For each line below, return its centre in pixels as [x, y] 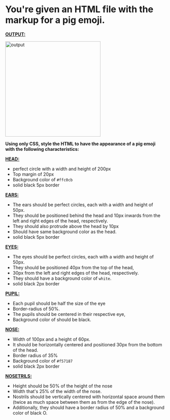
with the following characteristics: [42, 149]
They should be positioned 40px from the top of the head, [73, 267]
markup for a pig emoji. [55, 20]
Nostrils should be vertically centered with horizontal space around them [89, 397]
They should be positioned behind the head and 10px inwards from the [87, 215]
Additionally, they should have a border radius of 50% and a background [89, 407]
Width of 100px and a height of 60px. [51, 339]
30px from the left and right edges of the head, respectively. [76, 273]
